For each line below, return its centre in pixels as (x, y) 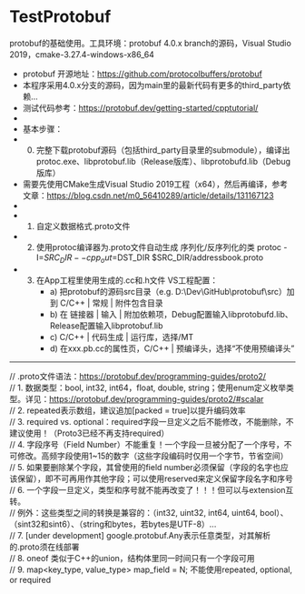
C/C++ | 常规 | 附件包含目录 (112, 303)
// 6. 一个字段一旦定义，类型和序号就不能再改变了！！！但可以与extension (148, 489)
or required (30, 579)
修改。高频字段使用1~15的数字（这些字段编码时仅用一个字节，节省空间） (152, 456)
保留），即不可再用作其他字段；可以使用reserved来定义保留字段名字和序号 (155, 478)
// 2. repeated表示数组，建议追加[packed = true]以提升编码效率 (128, 410)
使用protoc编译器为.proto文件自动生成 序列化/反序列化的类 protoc (159, 247)
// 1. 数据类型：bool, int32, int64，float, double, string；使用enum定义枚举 (148, 388)
